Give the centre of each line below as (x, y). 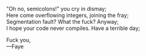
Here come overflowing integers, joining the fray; (68, 15)
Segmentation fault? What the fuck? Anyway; (63, 22)
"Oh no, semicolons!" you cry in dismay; (57, 9)
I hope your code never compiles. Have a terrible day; (73, 28)
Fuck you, (18, 40)
